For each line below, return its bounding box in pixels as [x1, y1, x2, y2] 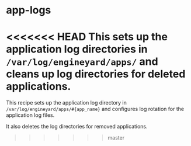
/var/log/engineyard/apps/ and [6, 55, 159, 68]
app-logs [6, 4, 51, 17]
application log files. [6, 112, 55, 119]
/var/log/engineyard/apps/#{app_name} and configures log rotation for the [6, 106, 185, 113]
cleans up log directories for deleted [6, 68, 186, 81]
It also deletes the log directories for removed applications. [6, 123, 148, 130]
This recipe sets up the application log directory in [6, 99, 127, 106]
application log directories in [6, 43, 148, 56]
